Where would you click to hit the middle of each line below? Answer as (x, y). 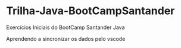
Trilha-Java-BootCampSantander (90, 11)
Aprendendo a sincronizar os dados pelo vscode (66, 39)
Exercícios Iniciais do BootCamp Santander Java (65, 27)
